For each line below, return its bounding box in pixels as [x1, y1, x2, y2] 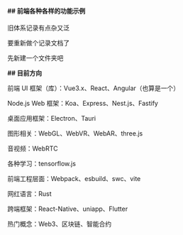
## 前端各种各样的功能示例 [7, 6, 86, 15]
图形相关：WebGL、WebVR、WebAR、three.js [7, 129, 143, 138]
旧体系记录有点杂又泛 [7, 23, 70, 32]
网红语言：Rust [7, 190, 52, 198]
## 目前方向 [7, 69, 43, 77]
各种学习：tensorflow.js [7, 160, 77, 168]
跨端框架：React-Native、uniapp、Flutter [7, 204, 128, 213]
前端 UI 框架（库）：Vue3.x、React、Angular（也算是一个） [7, 84, 180, 92]
